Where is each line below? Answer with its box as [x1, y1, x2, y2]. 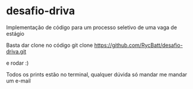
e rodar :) [6, 59, 29, 66]
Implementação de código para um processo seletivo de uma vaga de [6, 24, 177, 31]
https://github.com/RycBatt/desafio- [94, 42, 183, 49]
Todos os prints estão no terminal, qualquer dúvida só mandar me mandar [6, 71, 188, 78]
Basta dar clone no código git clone [6, 42, 93, 49]
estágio [6, 30, 25, 37]
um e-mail [6, 77, 31, 84]
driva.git [6, 47, 27, 55]
